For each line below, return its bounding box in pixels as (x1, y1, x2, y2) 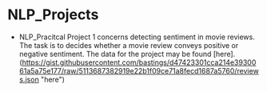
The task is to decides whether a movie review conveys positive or (18, 40, 239, 50)
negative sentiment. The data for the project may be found (18, 49, 212, 58)
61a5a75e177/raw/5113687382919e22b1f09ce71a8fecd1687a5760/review (18, 66, 259, 75)
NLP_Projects (7, 6, 99, 24)
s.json (18, 74, 39, 84)
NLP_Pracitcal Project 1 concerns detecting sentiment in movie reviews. (18, 32, 255, 42)
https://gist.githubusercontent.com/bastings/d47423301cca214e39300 (22, 58, 257, 67)
